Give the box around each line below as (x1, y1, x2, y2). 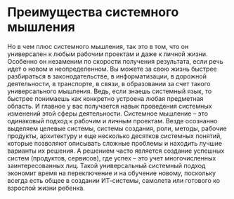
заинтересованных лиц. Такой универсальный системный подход (7, 161, 206, 170)
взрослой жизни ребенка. (7, 184, 86, 192)
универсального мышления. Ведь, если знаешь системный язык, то (7, 87, 212, 95)
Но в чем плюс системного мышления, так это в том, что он (7, 42, 189, 50)
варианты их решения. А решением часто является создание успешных (7, 146, 225, 155)
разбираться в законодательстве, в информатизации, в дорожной (7, 71, 207, 81)
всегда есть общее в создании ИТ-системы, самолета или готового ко (7, 176, 220, 184)
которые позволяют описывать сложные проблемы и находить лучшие (7, 139, 223, 147)
